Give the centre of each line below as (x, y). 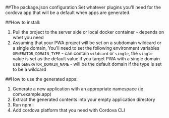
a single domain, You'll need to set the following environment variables (86, 48)
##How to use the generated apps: (42, 79)
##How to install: (23, 22)
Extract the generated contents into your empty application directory (84, 99)
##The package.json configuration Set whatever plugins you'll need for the (83, 7)
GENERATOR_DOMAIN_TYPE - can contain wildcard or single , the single (82, 53)
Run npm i (23, 105)
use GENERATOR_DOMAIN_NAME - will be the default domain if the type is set (87, 64)
